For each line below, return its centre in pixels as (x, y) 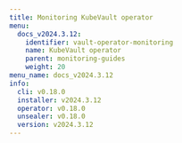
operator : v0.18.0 (52, 108)
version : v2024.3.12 (55, 125)
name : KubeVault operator (74, 51)
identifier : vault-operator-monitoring (99, 42)
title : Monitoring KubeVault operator (81, 17)
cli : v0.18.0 (41, 91)
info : (19, 83)
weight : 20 (45, 68)
